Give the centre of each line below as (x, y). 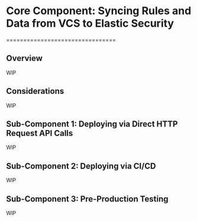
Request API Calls (40, 133)
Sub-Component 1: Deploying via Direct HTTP (92, 124)
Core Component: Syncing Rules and (99, 11)
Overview (25, 58)
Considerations (35, 91)
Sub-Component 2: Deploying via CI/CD (81, 166)
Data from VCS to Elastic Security (90, 23)
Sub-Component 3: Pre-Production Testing (87, 199)
